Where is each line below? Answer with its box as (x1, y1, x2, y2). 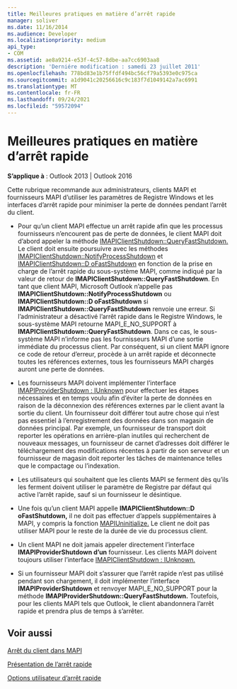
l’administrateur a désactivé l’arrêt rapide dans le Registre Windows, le (17, 312, 223, 320)
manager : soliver (7, 17, 59, 24)
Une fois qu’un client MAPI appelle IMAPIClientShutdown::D (17, 504, 195, 512)
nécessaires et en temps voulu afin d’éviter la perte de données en (17, 393, 212, 402)
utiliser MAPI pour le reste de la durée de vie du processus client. (17, 526, 208, 535)
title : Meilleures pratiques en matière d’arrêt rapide (7, 10, 175, 18)
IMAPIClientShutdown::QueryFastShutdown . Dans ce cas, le (17, 327, 200, 335)
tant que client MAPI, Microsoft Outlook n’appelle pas (17, 281, 173, 291)
